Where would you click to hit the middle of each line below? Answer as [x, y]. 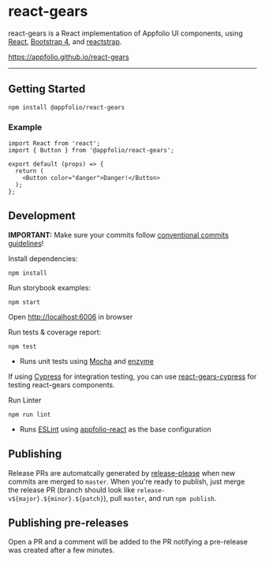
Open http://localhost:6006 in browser [71, 316]
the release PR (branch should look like [72, 490]
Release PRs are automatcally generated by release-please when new [122, 473]
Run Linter [25, 400]
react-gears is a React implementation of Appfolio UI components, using [125, 33]
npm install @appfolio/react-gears [67, 107]
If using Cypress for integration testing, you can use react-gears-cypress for [132, 376]
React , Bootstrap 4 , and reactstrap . [65, 41]
